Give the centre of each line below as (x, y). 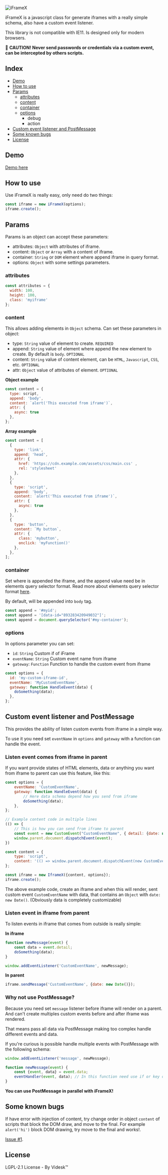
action (34, 123)
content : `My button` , (38, 529)
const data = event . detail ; (43, 947)
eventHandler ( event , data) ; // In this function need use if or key (87, 1077)
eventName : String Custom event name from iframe (64, 659)
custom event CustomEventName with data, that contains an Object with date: (83, 894)
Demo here (17, 167)
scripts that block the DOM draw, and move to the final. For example (75, 1124)
